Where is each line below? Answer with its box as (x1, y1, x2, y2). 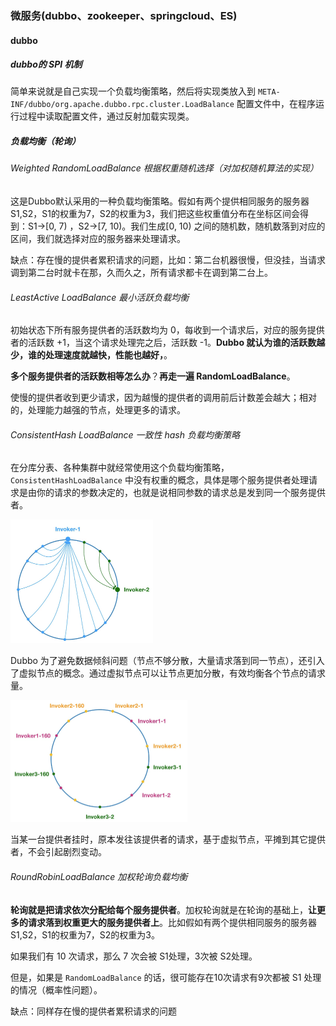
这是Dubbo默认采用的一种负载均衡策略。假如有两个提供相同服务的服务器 (10, 195, 310, 207)
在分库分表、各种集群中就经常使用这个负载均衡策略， (10, 462, 230, 474)
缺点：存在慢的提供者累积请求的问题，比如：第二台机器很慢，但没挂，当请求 (10, 254, 326, 266)
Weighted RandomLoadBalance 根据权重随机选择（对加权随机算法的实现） (10, 162, 319, 174)
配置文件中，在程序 (236, 98, 316, 110)
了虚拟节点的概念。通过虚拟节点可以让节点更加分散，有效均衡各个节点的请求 (10, 667, 326, 679)
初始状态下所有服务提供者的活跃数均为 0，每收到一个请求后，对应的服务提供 (10, 324, 325, 336)
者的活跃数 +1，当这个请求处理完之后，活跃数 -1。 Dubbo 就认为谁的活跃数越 (10, 337, 326, 349)
